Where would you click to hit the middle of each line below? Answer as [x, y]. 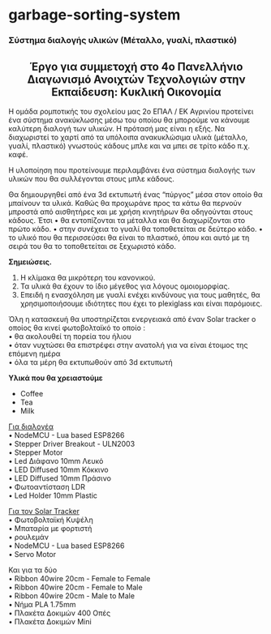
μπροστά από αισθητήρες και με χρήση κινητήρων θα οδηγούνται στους [131, 212]
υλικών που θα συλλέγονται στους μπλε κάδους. [91, 178]
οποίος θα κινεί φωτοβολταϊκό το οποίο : [77, 328]
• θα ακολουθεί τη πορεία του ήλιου [70, 336]
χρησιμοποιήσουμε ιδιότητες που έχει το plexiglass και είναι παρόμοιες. [141, 303]
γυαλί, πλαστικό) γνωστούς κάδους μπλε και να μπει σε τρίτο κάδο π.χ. [129, 146]
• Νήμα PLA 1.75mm [42, 604]
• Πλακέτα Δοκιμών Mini [50, 621]
